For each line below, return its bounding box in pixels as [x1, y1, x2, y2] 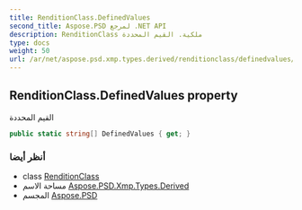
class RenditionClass [22, 171, 100, 181]
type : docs [9, 38, 50, 48]
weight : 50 [9, 47, 50, 56]
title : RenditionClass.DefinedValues [9, 13, 151, 22]
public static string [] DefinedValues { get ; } [9, 129, 191, 138]
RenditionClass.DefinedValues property [9, 88, 238, 103]
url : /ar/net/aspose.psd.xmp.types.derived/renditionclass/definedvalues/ [9, 55, 296, 64]
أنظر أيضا [9, 150, 46, 162]
